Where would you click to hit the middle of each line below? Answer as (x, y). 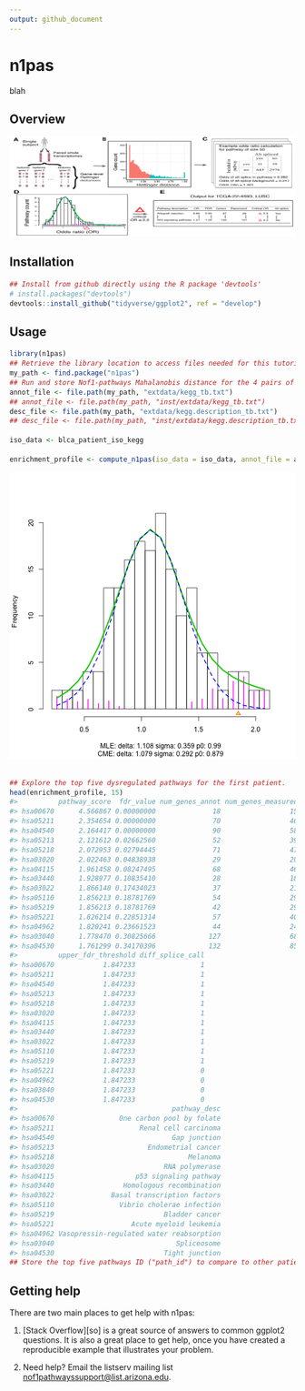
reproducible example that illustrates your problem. (118, 1350)
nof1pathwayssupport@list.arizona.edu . (97, 1377)
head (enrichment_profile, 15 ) (67, 792)
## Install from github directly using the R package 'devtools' (135, 284)
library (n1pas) (38, 354)
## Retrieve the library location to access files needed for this (140, 364)
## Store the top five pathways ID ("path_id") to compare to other (142, 1263)
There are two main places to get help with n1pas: (102, 1313)
